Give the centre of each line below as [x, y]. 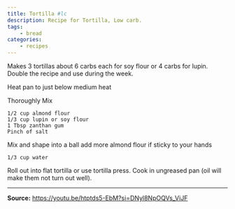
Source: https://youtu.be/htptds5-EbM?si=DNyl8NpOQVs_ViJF [98, 198]
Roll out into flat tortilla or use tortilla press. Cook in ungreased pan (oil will [114, 171]
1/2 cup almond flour [39, 113]
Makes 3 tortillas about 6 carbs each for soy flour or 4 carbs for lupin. [108, 66]
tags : [15, 27]
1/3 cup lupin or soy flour [48, 120]
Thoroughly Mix [30, 101]
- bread [31, 33]
